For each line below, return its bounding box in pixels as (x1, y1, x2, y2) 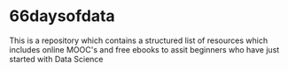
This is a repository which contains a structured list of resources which (9, 35, 269, 46)
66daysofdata (9, 6, 115, 26)
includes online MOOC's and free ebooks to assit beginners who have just (9, 44, 280, 54)
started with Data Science (9, 53, 104, 64)
